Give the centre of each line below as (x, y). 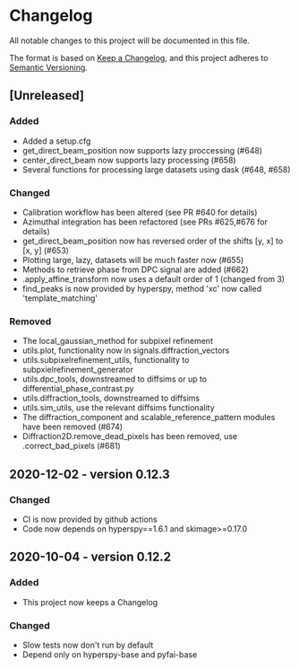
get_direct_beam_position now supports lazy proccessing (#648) (142, 150)
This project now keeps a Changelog (90, 602)
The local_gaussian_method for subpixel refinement (117, 341)
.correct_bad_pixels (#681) (71, 446)
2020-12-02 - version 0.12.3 (90, 474)
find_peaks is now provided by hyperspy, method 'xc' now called (142, 288)
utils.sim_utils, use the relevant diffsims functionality (118, 408)
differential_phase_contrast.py (78, 389)
